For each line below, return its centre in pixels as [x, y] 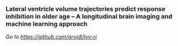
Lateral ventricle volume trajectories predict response [86, 9]
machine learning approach [46, 24]
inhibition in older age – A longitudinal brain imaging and [89, 16]
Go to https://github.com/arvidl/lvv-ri [51, 37]
